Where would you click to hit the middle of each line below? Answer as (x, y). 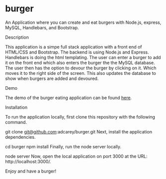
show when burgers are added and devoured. (52, 78)
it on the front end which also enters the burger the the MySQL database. (80, 62)
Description (17, 37)
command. (16, 122)
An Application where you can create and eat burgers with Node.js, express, (83, 22)
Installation (16, 107)
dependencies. (20, 137)
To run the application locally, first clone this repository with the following (80, 117)
